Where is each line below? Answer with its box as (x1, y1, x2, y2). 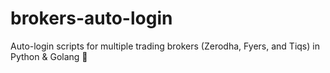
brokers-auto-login (10, 7, 173, 30)
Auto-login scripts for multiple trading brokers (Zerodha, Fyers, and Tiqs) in (10, 40, 320, 52)
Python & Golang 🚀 (10, 50, 88, 62)
